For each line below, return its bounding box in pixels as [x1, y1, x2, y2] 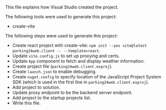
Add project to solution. [12, 84, 60, 90]
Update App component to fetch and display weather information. [12, 58, 145, 64]
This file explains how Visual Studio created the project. [5, 4, 119, 10]
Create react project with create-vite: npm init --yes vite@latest [12, 42, 147, 48]
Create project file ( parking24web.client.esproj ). [12, 64, 113, 69]
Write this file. [12, 100, 41, 106]
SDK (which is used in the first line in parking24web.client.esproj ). [12, 79, 150, 85]
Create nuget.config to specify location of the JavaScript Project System [12, 74, 162, 79]
